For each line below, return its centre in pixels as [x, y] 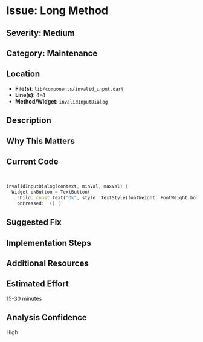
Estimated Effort [38, 284]
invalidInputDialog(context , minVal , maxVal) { [67, 186]
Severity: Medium [40, 33]
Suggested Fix [34, 222]
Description [29, 121]
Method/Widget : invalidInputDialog [61, 101]
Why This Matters [41, 141]
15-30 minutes [24, 298]
